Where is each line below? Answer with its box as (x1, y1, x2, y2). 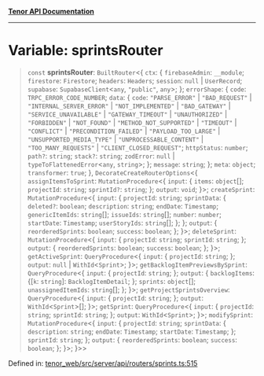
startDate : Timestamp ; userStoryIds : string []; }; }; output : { (27, 218, 218, 227)
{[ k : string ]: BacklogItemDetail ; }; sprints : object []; (27, 276, 196, 286)
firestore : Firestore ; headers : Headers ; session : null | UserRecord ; (27, 76, 243, 85)
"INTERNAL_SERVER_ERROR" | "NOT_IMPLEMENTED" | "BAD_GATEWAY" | (27, 101, 231, 110)
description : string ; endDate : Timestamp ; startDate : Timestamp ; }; (27, 326, 236, 336)
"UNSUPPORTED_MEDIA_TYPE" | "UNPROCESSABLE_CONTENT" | (27, 134, 204, 144)
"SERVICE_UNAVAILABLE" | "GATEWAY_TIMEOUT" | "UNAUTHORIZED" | (27, 109, 228, 119)
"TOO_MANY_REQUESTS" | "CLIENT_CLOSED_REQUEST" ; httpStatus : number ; (27, 142, 248, 152)
